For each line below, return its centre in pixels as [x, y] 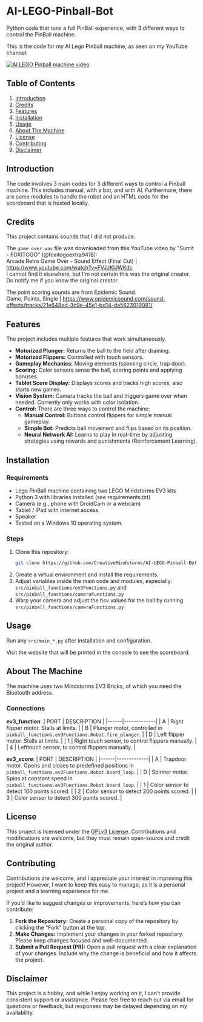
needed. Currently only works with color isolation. [77, 403]
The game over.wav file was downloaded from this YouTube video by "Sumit [100, 248]
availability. [20, 1013]
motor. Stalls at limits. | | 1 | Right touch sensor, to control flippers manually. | [101, 741]
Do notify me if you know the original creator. [63, 281]
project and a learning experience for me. [58, 891]
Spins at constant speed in [39, 778]
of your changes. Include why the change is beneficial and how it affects [106, 953]
